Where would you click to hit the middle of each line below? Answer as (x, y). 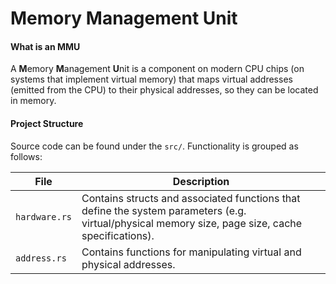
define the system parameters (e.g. (164, 210)
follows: (26, 156)
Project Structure (47, 123)
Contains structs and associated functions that (191, 198)
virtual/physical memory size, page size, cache (192, 223)
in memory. (33, 101)
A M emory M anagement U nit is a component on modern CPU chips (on (157, 69)
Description (201, 181)
